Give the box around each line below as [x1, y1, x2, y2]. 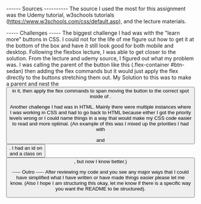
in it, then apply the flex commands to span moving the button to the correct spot [11, 88, 190, 94]
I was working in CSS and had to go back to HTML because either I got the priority [10, 109, 191, 116]
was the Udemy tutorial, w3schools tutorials [6, 11, 115, 19]
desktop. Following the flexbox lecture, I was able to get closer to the [6, 48, 176, 56]
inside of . [89, 93, 112, 99]
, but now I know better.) [74, 158, 127, 165]
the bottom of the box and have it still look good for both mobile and [6, 42, 174, 49]
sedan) [6, 68, 24, 74]
